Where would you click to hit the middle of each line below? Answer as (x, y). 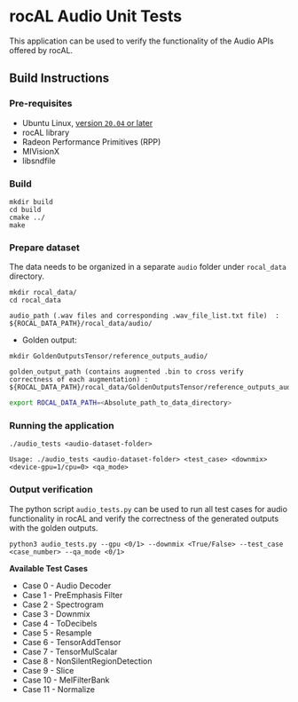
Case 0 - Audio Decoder (67, 585)
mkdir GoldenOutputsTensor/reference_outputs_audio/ (109, 357)
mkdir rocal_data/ (43, 293)
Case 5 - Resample (57, 633)
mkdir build (31, 201)
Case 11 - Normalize (59, 689)
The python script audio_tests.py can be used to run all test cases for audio (149, 509)
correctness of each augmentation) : (79, 380)
